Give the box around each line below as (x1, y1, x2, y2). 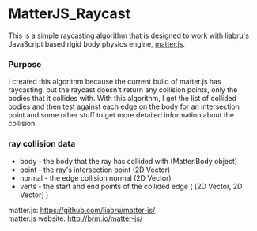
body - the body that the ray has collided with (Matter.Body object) (19, 156, 238, 166)
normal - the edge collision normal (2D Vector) (19, 173, 172, 182)
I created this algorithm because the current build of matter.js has (8, 76, 221, 87)
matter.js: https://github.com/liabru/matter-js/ (8, 205, 156, 214)
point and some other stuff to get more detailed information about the (8, 110, 235, 120)
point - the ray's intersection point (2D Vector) (19, 165, 171, 174)
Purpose (8, 58, 42, 69)
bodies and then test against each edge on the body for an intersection (8, 102, 240, 111)
